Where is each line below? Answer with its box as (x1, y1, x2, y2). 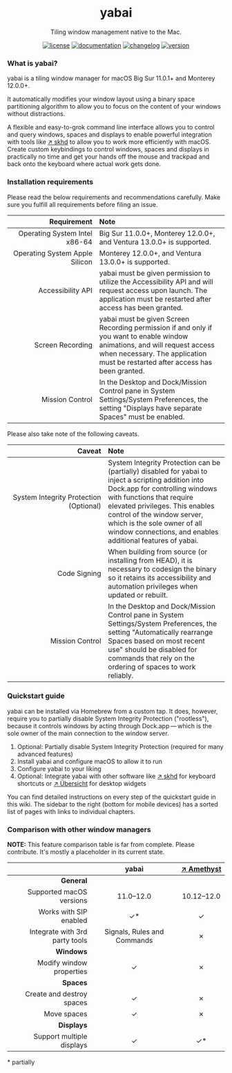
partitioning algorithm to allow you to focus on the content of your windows (7, 102, 221, 111)
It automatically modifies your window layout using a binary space (7, 95, 195, 103)
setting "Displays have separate (99, 403, 202, 413)
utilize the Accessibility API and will (99, 277, 213, 287)
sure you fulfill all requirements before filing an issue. (7, 200, 158, 208)
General (61, 876, 88, 885)
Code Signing (57, 568, 101, 578)
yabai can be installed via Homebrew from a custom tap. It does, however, (7, 707, 218, 715)
